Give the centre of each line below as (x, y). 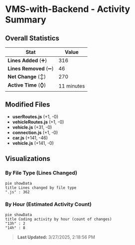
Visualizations (28, 159)
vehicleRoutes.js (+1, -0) (38, 122)
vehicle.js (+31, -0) (32, 127)
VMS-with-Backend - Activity (68, 9)
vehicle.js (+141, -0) (33, 143)
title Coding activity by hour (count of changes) (59, 219)
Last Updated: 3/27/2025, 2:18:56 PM (56, 237)
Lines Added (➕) (27, 61)
